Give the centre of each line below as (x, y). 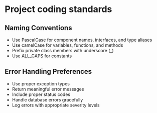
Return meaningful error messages (48, 89)
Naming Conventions (38, 28)
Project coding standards (58, 9)
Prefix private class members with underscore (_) (63, 50)
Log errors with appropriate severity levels (56, 105)
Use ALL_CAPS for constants (42, 56)
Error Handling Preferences (48, 72)
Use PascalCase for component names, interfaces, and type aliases (82, 40)
